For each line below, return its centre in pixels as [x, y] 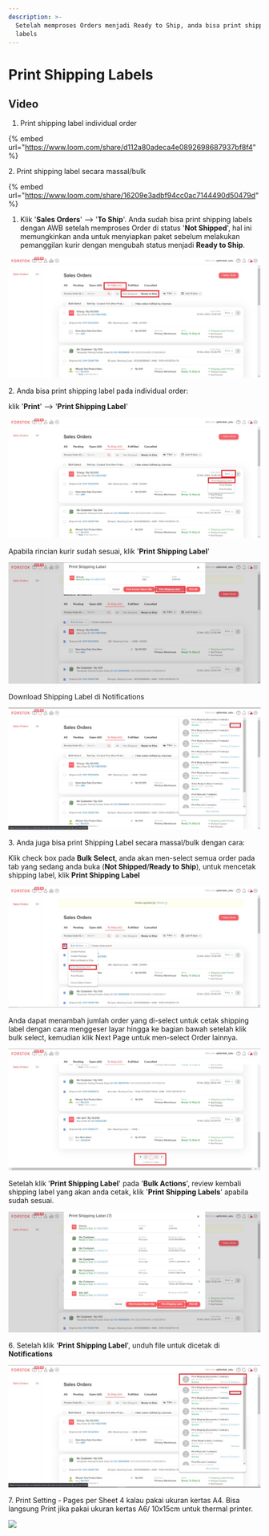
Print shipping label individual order [78, 124]
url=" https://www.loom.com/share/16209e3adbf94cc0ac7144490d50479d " [134, 196]
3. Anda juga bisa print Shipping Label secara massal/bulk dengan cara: [127, 842]
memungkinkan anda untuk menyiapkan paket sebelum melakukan [130, 237]
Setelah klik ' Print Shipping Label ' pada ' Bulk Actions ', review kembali [125, 1183]
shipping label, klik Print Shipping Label [74, 875]
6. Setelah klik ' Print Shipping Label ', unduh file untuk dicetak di [114, 1346]
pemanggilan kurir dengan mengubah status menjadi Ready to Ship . [132, 245]
